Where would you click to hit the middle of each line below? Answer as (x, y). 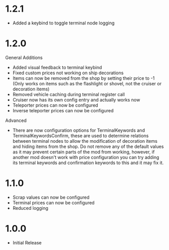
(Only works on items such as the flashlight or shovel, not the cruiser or (87, 83)
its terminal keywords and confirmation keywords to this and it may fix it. (88, 163)
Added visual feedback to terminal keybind (57, 67)
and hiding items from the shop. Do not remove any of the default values (88, 146)
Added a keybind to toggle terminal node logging (64, 23)
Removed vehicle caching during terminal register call (69, 94)
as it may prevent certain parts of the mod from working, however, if (83, 152)
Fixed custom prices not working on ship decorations (68, 73)
